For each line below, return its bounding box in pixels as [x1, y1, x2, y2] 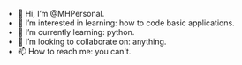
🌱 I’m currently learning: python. [17, 27, 135, 37]
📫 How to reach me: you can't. [17, 47, 132, 56]
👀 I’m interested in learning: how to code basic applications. [17, 18, 236, 28]
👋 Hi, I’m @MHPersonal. [17, 9, 105, 18]
